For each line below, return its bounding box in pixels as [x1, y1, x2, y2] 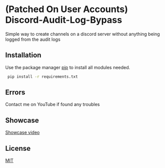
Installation [5, 51, 42, 60]
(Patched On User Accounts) [5, 4, 128, 15]
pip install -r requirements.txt [7, 74, 78, 79]
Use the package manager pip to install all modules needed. [5, 64, 131, 70]
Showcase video [5, 130, 40, 136]
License [5, 144, 31, 152]
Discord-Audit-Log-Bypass [5, 14, 122, 26]
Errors [5, 88, 25, 97]
